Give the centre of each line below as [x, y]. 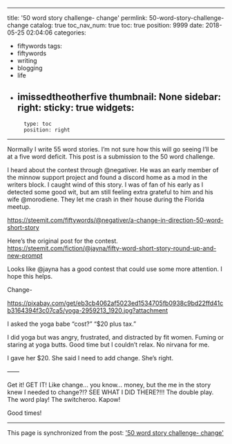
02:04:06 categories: [56, 33]
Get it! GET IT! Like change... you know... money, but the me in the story [109, 385]
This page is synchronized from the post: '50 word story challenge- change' [116, 432]
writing [27, 61]
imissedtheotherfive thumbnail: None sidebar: [119, 97]
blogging [30, 68]
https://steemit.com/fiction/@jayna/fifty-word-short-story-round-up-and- [112, 248]
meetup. [19, 206]
